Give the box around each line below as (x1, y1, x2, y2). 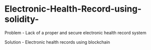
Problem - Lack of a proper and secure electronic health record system (4, 30, 147, 35)
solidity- (4, 14, 39, 25)
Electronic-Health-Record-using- (4, 3, 142, 15)
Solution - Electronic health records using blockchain (4, 39, 110, 45)
